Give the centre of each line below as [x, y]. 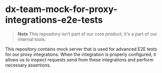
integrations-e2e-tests [54, 20]
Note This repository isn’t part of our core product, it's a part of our [87, 34]
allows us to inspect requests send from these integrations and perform [79, 59]
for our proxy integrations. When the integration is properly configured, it [81, 54]
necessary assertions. [28, 65]
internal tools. [32, 39]
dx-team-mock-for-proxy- [61, 9]
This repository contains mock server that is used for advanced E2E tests [81, 49]
